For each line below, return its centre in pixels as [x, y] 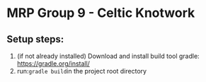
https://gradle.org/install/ [53, 64]
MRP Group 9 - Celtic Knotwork [101, 13]
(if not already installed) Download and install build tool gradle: [108, 56]
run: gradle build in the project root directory [81, 71]
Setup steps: [35, 39]
